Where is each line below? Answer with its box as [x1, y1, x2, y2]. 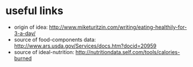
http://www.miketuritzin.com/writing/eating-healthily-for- [49, 24, 187, 31]
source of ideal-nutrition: [13, 48, 75, 55]
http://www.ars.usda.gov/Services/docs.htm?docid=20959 [13, 42, 157, 49]
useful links [5, 4, 64, 18]
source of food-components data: [13, 36, 96, 43]
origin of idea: [13, 24, 48, 31]
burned [13, 55, 32, 62]
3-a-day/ [13, 29, 36, 36]
